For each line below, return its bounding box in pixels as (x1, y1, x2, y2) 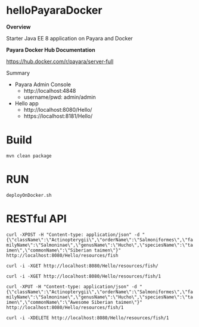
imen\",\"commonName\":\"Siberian (6, 247, 92, 253)
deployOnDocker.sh (6, 192, 52, 198)
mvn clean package (6, 153, 52, 159)
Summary (6, 69, 30, 76)
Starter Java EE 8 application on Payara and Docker (6, 34, 133, 42)
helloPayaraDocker (6, 4, 102, 17)
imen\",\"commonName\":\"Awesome (6, 299, 89, 305)
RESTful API (6, 212, 67, 225)
